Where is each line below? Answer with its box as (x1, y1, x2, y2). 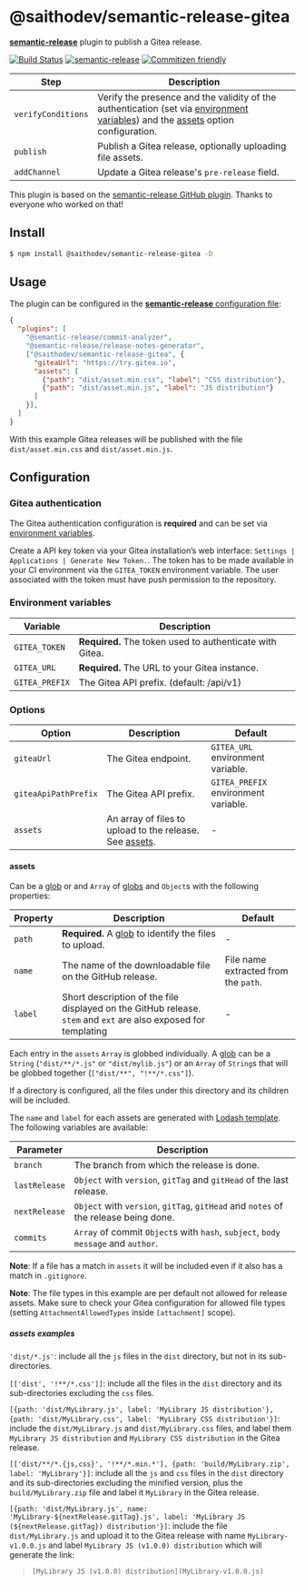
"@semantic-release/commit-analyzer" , (25, 333, 172, 342)
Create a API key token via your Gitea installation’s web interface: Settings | (9, 545, 296, 556)
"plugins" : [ (17, 324, 67, 333)
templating (62, 1025, 108, 1037)
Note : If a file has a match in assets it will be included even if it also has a (9, 1261, 283, 1272)
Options (9, 703, 45, 716)
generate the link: (9, 1550, 75, 1560)
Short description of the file (62, 991, 179, 1004)
